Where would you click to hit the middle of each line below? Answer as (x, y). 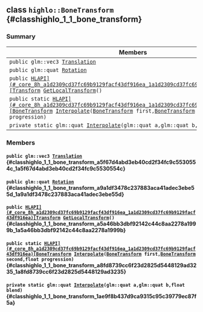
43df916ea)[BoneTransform (39, 254)
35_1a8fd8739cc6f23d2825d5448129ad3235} (66, 271)
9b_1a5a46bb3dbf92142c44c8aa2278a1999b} (66, 230)
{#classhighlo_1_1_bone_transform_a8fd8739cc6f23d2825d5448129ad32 (101, 265)
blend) (14, 290)
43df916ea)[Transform (34, 218)
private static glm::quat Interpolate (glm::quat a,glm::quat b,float (96, 285)
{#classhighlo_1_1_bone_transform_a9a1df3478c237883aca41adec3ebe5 (100, 187)
